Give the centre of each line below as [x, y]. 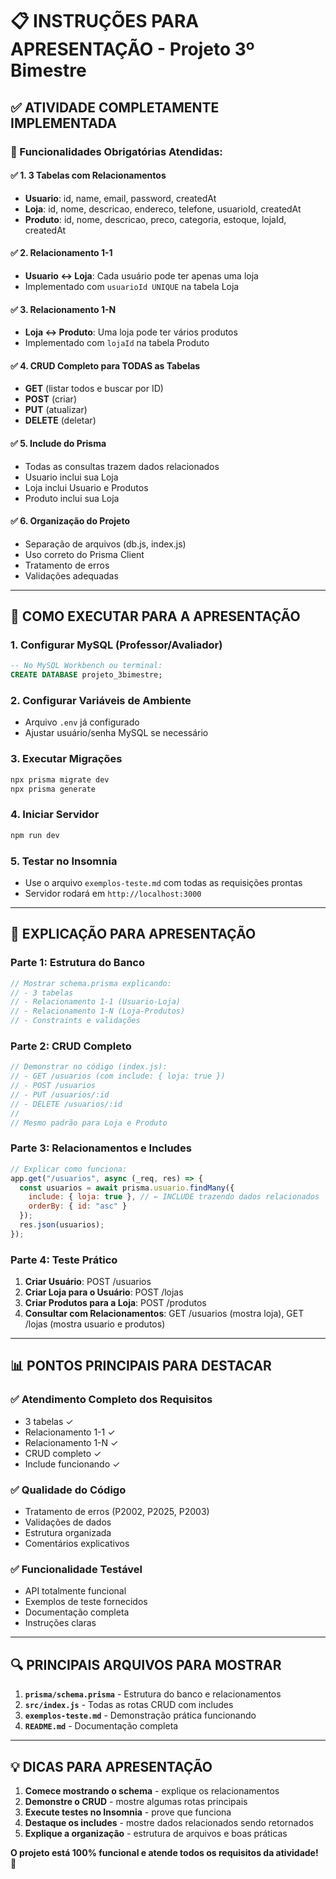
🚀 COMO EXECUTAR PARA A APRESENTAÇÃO [155, 616]
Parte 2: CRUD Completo [71, 1046]
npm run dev [35, 835]
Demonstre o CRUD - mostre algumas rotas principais [136, 1801]
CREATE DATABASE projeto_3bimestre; [86, 675]
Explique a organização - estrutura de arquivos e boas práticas [156, 1833]
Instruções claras [60, 1623]
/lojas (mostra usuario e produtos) [95, 1324]
